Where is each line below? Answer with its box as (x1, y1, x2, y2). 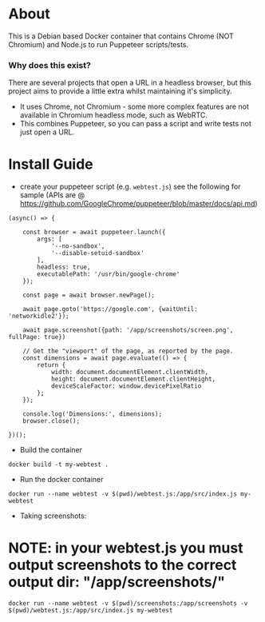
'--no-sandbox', (50, 242, 105, 250)
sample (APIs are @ (19, 190, 85, 200)
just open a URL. (19, 127, 74, 137)
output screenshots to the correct (8, 556, 237, 574)
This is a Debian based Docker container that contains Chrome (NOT (8, 31, 234, 41)
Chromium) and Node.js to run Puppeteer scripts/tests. (8, 39, 189, 49)
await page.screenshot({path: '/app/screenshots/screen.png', (22, 326, 234, 334)
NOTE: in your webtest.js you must (8, 539, 243, 557)
